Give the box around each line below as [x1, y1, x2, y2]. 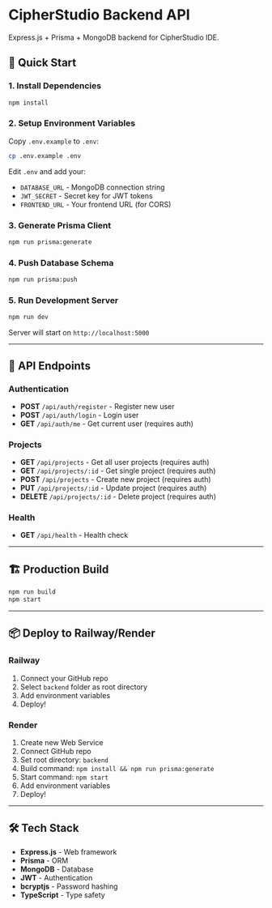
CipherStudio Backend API [8, 6, 190, 24]
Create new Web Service [19, 738, 104, 748]
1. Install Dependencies [8, 80, 102, 92]
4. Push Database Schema [8, 257, 114, 268]
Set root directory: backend [19, 755, 109, 765]
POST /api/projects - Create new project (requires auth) [19, 475, 212, 484]
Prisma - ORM [19, 855, 69, 865]
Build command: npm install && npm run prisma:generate [19, 764, 215, 774]
